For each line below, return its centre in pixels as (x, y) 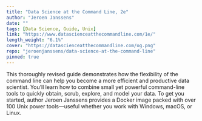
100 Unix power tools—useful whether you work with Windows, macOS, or (99, 106)
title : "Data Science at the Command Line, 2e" (68, 12)
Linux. (14, 113)
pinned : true (23, 57)
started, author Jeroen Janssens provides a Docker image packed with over (101, 100)
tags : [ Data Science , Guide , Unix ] (51, 29)
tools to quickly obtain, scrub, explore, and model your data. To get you (96, 93)
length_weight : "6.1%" (35, 40)
